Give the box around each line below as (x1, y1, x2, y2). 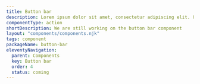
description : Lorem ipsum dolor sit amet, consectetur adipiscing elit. (6, 14, 190, 20)
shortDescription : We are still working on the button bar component (6, 25, 183, 31)
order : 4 (11, 63, 33, 70)
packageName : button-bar (6, 42, 68, 48)
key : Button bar (11, 58, 52, 64)
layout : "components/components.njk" (6, 31, 100, 37)
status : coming (11, 69, 49, 75)
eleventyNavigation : (6, 47, 58, 53)
